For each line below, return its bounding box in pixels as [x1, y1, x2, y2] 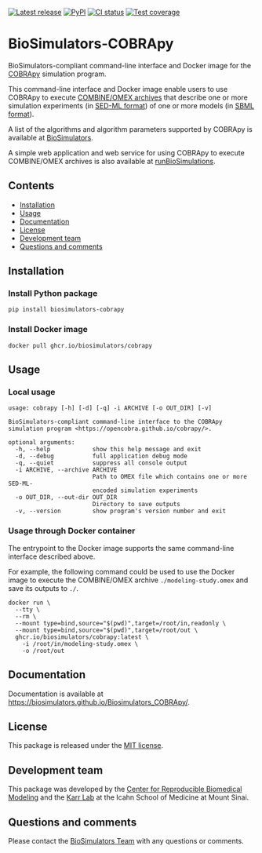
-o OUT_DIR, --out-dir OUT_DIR [15, 494, 118, 501]
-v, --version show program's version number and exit [15, 507, 226, 516]
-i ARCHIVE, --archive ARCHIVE [15, 466, 118, 474]
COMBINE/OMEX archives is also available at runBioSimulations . [8, 156, 216, 166]
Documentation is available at [8, 689, 104, 698]
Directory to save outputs [92, 501, 180, 509]
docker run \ [8, 599, 51, 607]
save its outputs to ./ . [8, 583, 78, 592]
